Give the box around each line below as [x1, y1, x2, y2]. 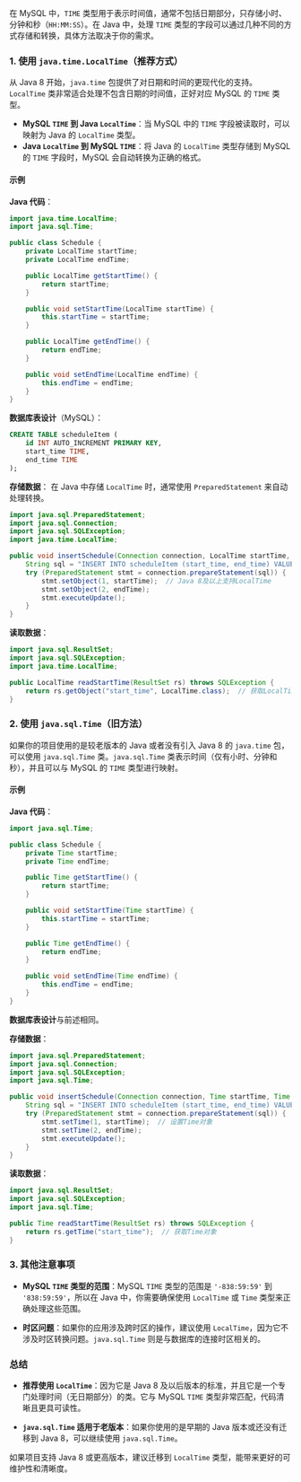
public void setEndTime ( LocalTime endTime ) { [25, 370, 199, 379]
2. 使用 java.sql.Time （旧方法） [9, 717, 148, 730]
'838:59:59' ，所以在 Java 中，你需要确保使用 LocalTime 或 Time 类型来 [21, 1292, 284, 1302]
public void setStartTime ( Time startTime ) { [25, 906, 194, 915]
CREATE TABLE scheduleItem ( [9, 430, 118, 440]
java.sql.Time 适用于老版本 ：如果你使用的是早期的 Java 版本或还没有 [21, 1422, 279, 1433]
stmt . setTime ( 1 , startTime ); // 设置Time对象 [41, 1117, 213, 1127]
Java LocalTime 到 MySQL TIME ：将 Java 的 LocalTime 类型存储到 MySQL [21, 141, 291, 152]
